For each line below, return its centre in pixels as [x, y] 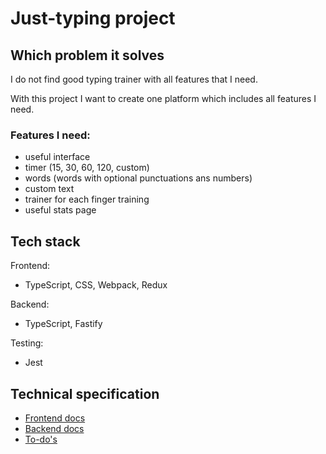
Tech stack [45, 241]
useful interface [57, 157]
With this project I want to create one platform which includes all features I [163, 98]
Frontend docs [55, 418]
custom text [49, 189]
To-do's [41, 439]
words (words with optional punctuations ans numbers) [138, 178]
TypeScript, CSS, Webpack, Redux [96, 285]
